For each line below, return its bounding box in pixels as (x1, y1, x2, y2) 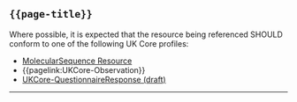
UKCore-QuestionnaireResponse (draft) (21, 74, 166, 84)
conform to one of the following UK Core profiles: (9, 38, 189, 48)
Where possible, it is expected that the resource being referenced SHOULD (9, 29, 283, 40)
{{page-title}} (9, 8, 93, 21)
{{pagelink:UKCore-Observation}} (21, 64, 146, 75)
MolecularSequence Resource (21, 55, 133, 66)
